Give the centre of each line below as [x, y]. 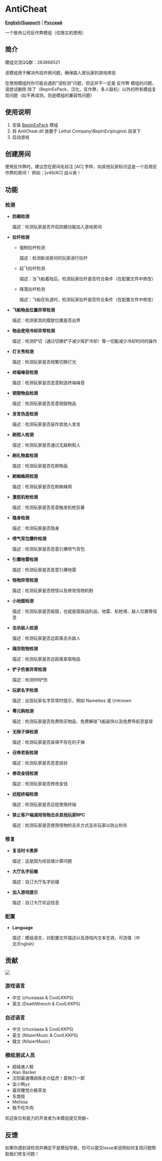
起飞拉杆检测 [32, 268]
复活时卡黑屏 [25, 851]
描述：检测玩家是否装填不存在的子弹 [48, 742]
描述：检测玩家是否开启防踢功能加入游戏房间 [57, 227]
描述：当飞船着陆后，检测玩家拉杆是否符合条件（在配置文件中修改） [88, 279]
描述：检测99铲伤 [30, 680]
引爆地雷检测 [25, 559]
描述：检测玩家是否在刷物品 [40, 466]
